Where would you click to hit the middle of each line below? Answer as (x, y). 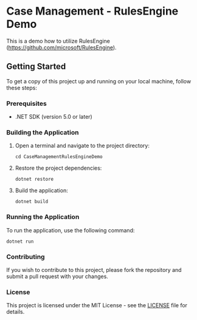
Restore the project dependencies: (58, 168)
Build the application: (41, 190)
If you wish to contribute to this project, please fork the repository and (94, 270)
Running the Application (43, 217)
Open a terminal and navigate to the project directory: (82, 146)
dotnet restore (34, 179)
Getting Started (36, 67)
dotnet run (20, 242)
